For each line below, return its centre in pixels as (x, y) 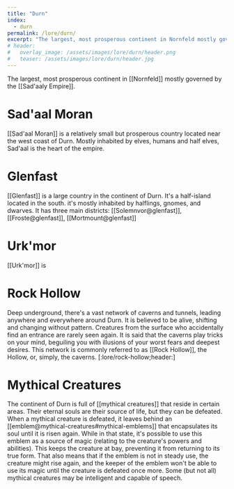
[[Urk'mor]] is (27, 265)
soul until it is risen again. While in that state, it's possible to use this (105, 434)
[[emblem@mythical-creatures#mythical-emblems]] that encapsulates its (112, 426)
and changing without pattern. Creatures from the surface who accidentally (116, 327)
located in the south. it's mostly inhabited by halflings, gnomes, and (104, 203)
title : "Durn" (28, 14)
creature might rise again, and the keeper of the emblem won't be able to (112, 463)
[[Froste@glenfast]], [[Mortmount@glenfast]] (72, 218)
